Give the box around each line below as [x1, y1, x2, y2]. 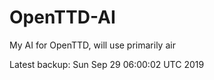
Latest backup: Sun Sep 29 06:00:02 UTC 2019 [9, 58, 205, 70]
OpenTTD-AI [9, 6, 116, 29]
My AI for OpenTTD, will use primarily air [9, 39, 176, 51]
